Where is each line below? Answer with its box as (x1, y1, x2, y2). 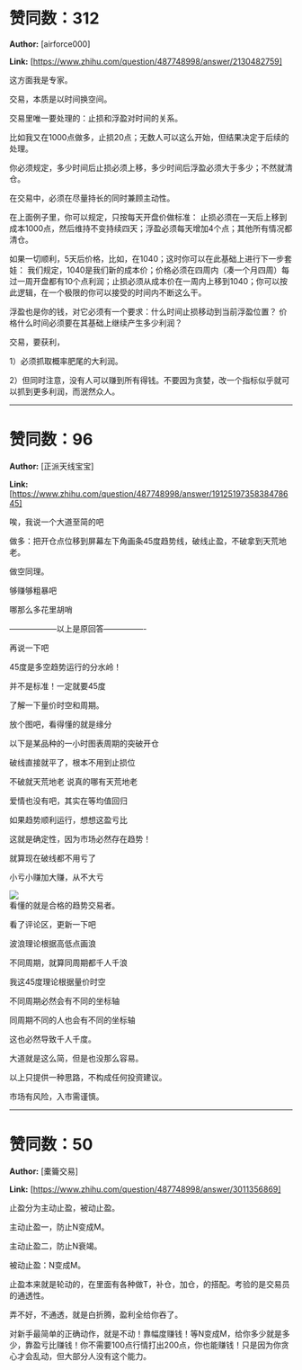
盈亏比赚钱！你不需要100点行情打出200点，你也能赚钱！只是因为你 (32, 1339, 281, 1350)
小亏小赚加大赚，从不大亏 (9, 872, 104, 882)
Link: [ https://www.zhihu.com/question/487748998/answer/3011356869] (9, 1184, 281, 1195)
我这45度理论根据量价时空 (9, 976, 106, 987)
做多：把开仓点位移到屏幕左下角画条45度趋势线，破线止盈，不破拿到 (9, 535, 263, 546)
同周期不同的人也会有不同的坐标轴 (9, 1014, 136, 1025)
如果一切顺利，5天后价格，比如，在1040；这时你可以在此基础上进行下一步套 (9, 253, 292, 264)
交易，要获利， (9, 336, 65, 347)
